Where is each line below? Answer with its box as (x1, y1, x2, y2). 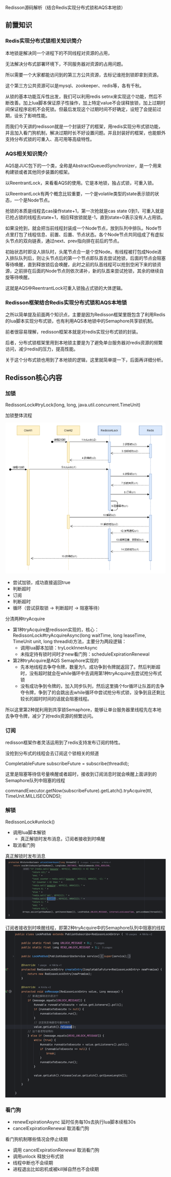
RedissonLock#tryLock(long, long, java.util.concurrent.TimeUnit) (5, 402, 141, 408)
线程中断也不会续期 (12, 1160, 53, 1166)
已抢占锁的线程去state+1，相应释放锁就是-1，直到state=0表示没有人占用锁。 (5, 214, 165, 220)
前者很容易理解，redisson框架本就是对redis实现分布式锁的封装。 (5, 329, 141, 335)
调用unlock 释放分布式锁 (12, 1153, 64, 1159)
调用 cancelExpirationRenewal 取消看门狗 (12, 1147, 100, 1153)
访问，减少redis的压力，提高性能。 (5, 346, 78, 352)
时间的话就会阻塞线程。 (42, 696, 92, 702)
